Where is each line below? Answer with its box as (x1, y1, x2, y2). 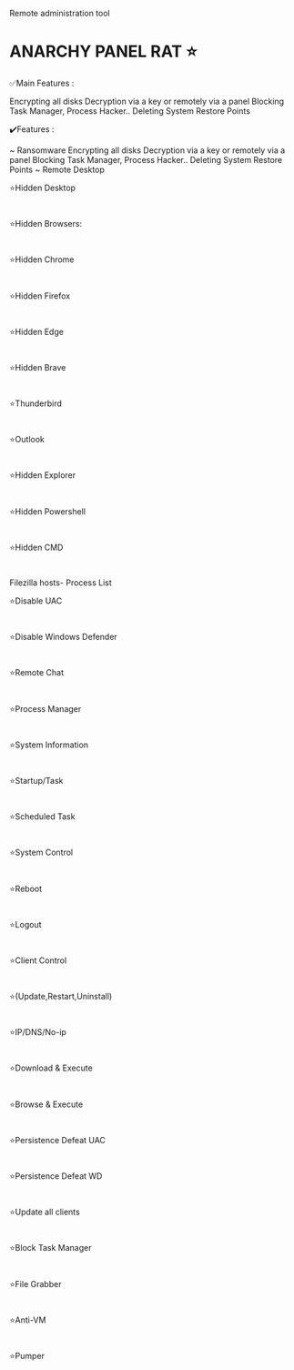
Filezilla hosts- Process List (9, 577, 112, 588)
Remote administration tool (9, 8, 111, 18)
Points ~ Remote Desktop (9, 164, 105, 175)
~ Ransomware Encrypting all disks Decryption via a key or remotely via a (9, 145, 286, 156)
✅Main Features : (9, 77, 75, 88)
